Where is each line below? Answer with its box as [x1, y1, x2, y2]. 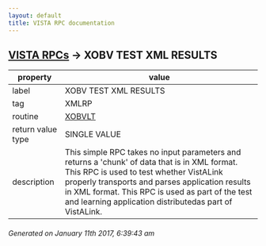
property [17, 72, 52, 83]
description [12, 176, 55, 187]
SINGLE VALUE [64, 129, 121, 140]
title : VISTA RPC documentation [8, 19, 115, 27]
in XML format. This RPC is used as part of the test [64, 186, 253, 198]
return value [12, 124, 58, 135]
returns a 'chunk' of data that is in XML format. [64, 156, 238, 167]
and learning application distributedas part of [64, 196, 233, 207]
